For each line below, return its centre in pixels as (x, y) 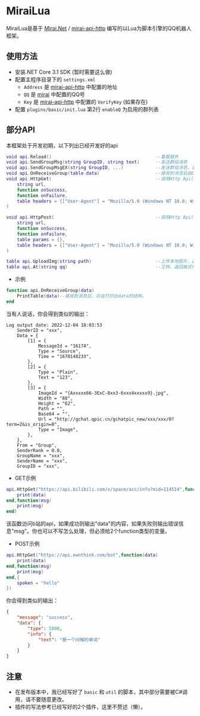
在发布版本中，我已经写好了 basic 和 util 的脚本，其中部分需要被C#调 (101, 692)
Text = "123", (55, 377)
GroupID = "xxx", (38, 466)
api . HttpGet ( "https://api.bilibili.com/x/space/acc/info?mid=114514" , (96, 489)
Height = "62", (57, 403)
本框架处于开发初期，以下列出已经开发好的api (62, 145)
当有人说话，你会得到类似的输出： (48, 314)
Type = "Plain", (58, 372)
